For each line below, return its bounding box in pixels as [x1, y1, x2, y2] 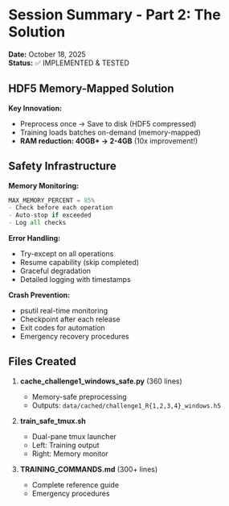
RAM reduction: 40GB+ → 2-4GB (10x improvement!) [19, 135, 198, 146]
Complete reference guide [31, 479, 119, 489]
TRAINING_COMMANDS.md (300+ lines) [19, 464, 158, 474]
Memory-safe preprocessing [31, 392, 127, 401]
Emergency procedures [31, 488, 110, 498]
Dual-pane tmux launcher [31, 431, 117, 441]
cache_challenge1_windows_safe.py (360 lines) [19, 376, 182, 386]
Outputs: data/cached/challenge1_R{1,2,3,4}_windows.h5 [31, 400, 221, 410]
